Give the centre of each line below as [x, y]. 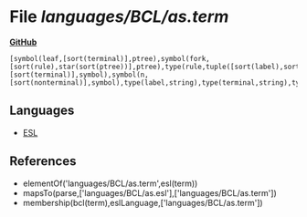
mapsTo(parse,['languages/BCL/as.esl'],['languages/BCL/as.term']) [149, 192]
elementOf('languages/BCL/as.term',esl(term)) [110, 183]
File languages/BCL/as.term [119, 17]
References [43, 161]
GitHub [23, 42]
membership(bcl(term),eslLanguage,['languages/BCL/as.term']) [143, 202]
